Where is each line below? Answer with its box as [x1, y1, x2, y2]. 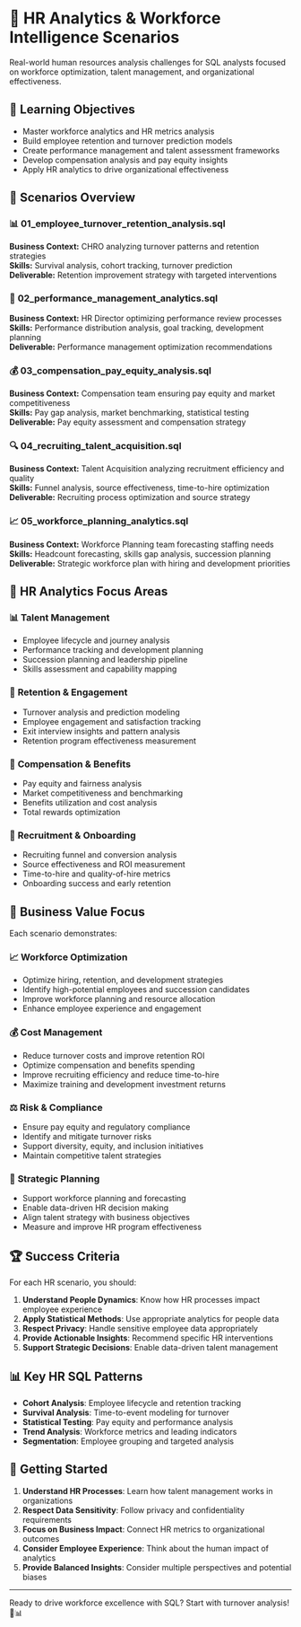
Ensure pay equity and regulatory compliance [21, 1121, 191, 1132]
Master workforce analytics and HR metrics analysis [21, 126, 215, 136]
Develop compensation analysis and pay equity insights [21, 154, 228, 165]
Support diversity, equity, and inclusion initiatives [21, 1140, 204, 1151]
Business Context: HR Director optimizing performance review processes [9, 312, 282, 323]
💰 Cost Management [9, 1026, 103, 1039]
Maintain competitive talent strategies [21, 1149, 162, 1161]
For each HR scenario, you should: [9, 1277, 137, 1288]
